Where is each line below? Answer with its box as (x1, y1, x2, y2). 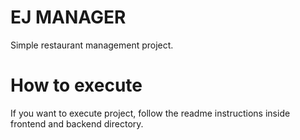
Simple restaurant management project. (10, 39, 174, 51)
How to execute (10, 74, 143, 97)
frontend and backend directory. (10, 117, 144, 130)
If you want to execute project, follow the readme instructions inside (10, 107, 291, 119)
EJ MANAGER (10, 6, 127, 29)
